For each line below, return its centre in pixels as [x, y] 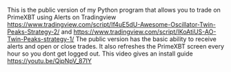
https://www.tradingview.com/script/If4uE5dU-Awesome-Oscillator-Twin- [111, 24]
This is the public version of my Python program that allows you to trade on [114, 10]
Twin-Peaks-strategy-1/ [41, 39]
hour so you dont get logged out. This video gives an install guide [100, 53]
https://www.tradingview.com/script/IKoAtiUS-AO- [145, 32]
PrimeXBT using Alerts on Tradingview [62, 17]
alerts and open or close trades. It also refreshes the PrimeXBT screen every [116, 46]
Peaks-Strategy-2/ [33, 32]
